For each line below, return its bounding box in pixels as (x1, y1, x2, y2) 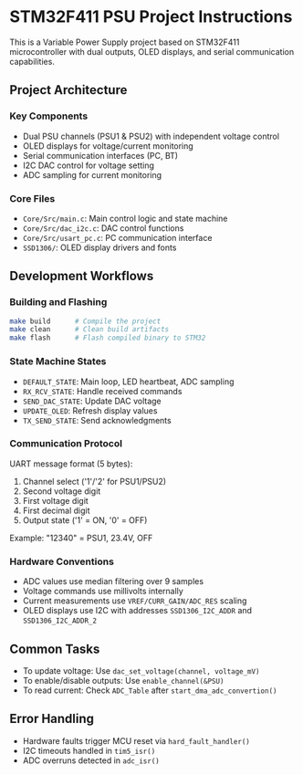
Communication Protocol (9, 437, 123, 450)
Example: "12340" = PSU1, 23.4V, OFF (9, 532, 153, 543)
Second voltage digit (22, 486, 101, 497)
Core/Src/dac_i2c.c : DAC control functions (22, 222, 184, 234)
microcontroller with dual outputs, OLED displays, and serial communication (9, 46, 295, 57)
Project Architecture (9, 82, 128, 98)
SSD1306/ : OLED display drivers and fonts (22, 242, 177, 253)
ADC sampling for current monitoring (22, 169, 162, 180)
